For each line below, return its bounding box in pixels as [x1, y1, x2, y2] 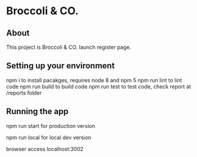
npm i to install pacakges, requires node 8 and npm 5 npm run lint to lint [6, 76, 183, 84]
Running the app [6, 106, 68, 117]
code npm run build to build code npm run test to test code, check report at [6, 83, 192, 90]
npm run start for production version [6, 122, 95, 129]
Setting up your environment [6, 61, 115, 71]
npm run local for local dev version [6, 134, 92, 141]
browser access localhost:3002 [6, 145, 84, 152]
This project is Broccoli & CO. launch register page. [6, 43, 132, 51]
